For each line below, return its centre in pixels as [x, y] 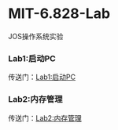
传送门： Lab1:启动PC [42, 77]
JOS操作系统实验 [36, 36]
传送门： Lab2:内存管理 [45, 117]
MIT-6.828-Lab [59, 14]
